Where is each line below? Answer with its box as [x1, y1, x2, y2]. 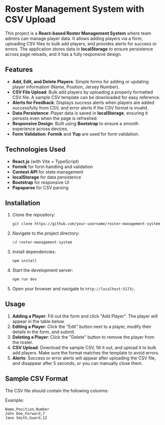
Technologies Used [5, 145, 66, 154]
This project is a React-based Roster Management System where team [5, 30, 152, 36]
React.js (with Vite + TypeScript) [12, 158, 79, 164]
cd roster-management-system [12, 240, 72, 245]
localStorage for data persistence [12, 174, 81, 180]
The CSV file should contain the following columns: [5, 388, 109, 393]
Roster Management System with [5, 3, 144, 15]
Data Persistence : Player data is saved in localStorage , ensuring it [12, 110, 148, 116]
